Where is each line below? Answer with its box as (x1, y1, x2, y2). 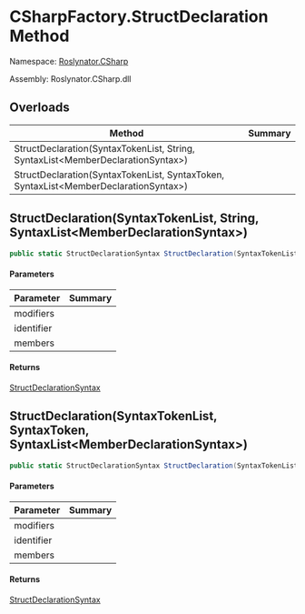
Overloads (9, 100, 70, 116)
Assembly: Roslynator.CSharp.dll (9, 73, 132, 84)
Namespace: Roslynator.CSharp (9, 55, 129, 66)
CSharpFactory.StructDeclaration (9, 6, 269, 27)
